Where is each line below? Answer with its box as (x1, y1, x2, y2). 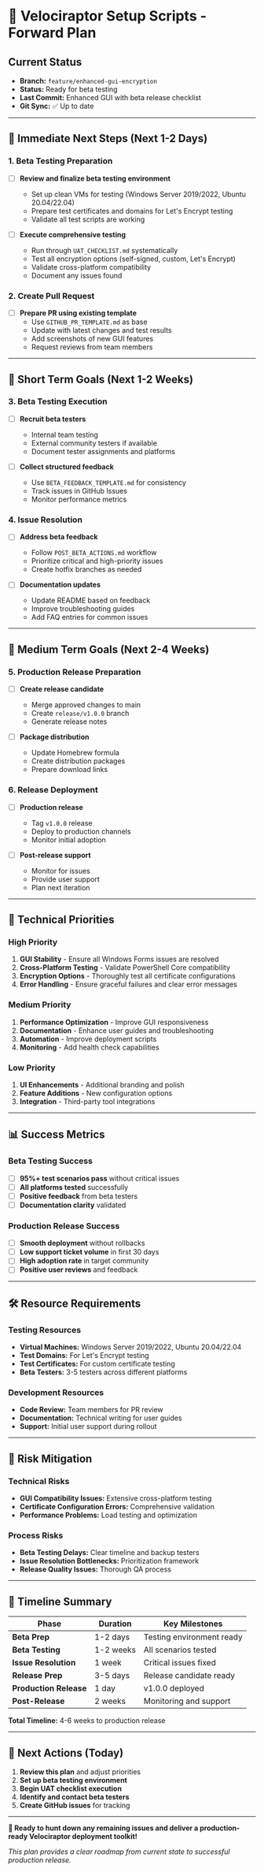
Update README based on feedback (31, 595, 151, 606)
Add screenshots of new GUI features (31, 334, 154, 344)
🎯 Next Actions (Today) (8, 1746, 124, 1759)
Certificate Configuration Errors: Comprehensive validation (19, 1502, 214, 1512)
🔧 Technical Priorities (8, 913, 115, 927)
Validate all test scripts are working (31, 214, 145, 224)
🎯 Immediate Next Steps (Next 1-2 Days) (8, 132, 208, 145)
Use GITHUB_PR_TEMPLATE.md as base (31, 317, 148, 326)
